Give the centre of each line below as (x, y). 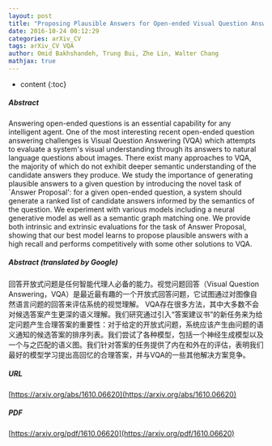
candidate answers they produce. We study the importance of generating (131, 174)
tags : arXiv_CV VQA (41, 46)
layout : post (30, 16)
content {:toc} (43, 84)
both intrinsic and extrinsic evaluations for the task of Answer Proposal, (127, 226)
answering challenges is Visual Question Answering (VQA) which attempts (132, 140)
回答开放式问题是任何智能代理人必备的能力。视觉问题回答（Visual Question (134, 284)
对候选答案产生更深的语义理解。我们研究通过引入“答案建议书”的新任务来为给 (136, 314)
